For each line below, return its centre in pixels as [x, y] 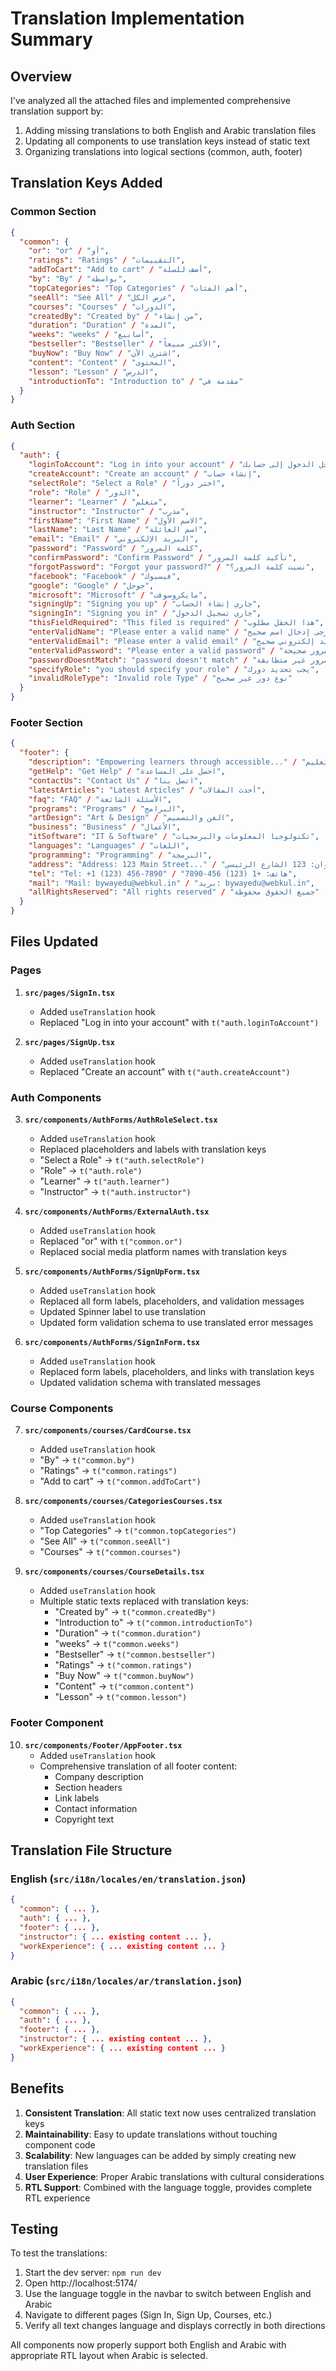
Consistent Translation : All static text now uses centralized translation [170, 2113]
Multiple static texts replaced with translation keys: [144, 1601]
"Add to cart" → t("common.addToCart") [120, 1481]
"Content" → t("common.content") [124, 1686]
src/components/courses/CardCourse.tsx [108, 1431]
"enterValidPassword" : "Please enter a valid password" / [151, 650]
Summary [51, 39]
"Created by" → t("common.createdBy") [135, 1612]
